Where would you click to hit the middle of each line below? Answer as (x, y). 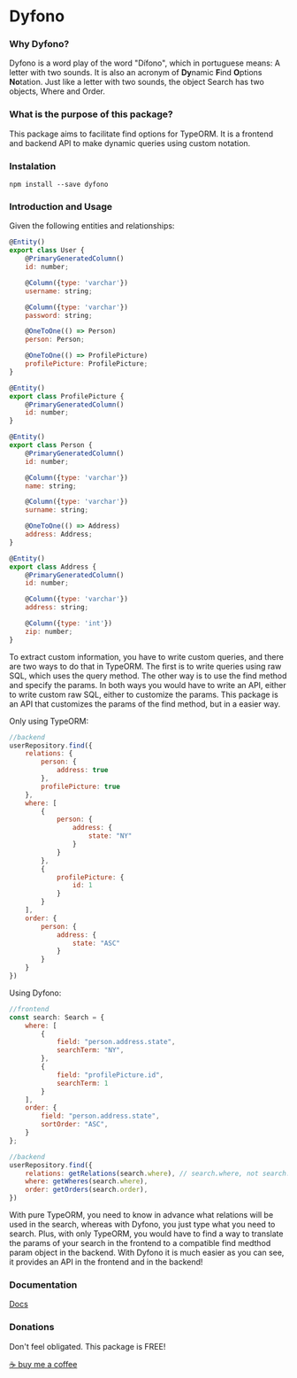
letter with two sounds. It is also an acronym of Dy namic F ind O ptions (136, 73)
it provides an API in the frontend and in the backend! (106, 1262)
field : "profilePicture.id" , (110, 1075)
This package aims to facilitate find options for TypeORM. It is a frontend (141, 134)
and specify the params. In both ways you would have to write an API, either (148, 685)
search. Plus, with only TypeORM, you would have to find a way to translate (146, 1234)
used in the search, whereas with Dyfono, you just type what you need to (142, 1224)
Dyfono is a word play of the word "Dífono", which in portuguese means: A (145, 63)
